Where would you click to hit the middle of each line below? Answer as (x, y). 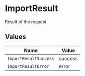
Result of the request (26, 22)
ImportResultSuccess (31, 58)
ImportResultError (28, 66)
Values (16, 37)
